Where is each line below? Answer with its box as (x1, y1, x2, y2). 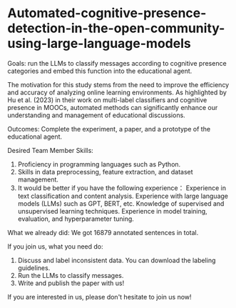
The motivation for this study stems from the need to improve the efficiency (7, 80, 230, 89)
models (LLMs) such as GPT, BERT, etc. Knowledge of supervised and (17, 199, 225, 208)
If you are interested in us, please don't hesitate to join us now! (7, 292, 192, 301)
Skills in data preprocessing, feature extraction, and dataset (17, 167, 194, 176)
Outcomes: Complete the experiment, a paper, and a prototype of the (7, 124, 211, 133)
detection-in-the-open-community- (7, 20, 225, 36)
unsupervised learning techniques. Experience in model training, (17, 207, 208, 215)
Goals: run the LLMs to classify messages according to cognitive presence (7, 59, 227, 67)
